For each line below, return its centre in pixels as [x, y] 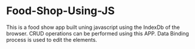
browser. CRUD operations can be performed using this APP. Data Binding [98, 33]
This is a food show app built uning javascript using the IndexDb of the [93, 27]
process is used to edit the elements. [52, 40]
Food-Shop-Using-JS [60, 11]
